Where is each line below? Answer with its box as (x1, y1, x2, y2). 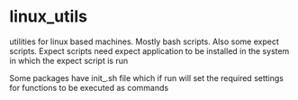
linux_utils (9, 6, 88, 27)
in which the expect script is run (9, 55, 129, 66)
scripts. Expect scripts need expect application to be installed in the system (9, 45, 290, 56)
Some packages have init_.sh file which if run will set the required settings (9, 72, 284, 83)
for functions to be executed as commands (9, 82, 169, 93)
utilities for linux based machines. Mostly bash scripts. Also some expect (9, 36, 279, 47)
